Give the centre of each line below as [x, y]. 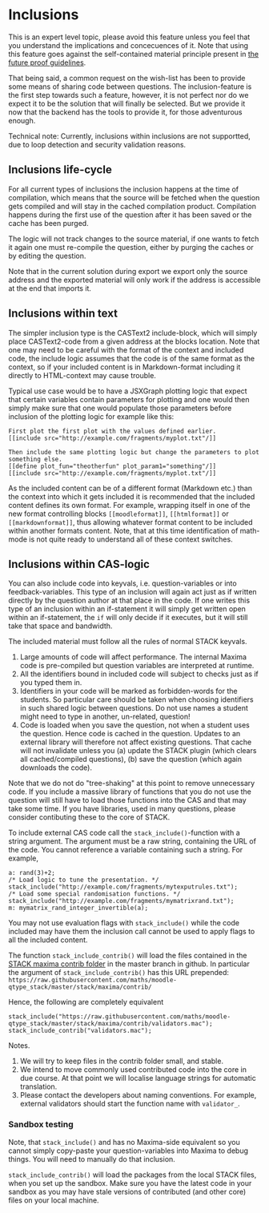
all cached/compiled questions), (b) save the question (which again [131, 760]
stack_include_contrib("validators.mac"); [80, 1031]
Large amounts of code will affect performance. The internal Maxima [133, 657]
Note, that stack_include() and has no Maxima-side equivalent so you [124, 1142]
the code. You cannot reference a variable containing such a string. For [126, 850]
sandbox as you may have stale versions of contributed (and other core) [127, 1191]
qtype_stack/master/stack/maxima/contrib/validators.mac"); [111, 1024]
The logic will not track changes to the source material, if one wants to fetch [134, 239]
